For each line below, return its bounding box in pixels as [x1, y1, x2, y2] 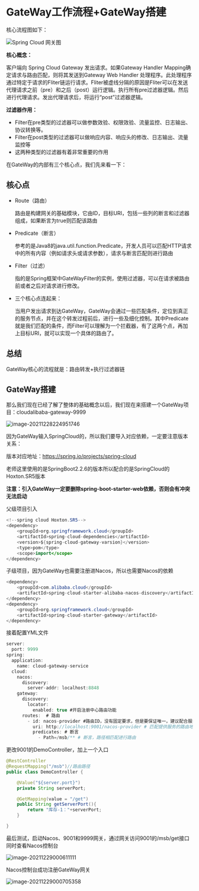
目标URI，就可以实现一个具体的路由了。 [20, 330, 117, 337]
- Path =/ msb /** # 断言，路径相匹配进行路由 [37, 734, 136, 741]
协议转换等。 [14, 126, 46, 133]
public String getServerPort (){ [17, 801, 97, 807]
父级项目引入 [6, 505, 37, 513]
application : [11, 657, 44, 663]
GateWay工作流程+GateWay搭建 [6, 5, 167, 19]
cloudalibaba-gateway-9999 [16, 408, 86, 416]
